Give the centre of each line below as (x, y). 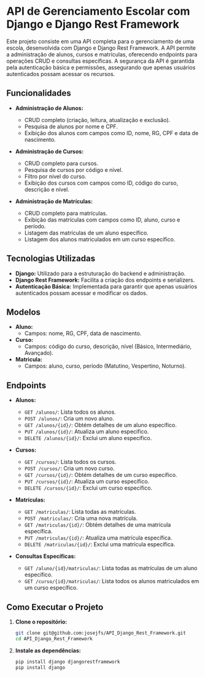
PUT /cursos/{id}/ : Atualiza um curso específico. (87, 482)
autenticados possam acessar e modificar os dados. (81, 293)
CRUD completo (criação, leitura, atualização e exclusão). (97, 120)
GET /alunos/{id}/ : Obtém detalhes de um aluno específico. (100, 425)
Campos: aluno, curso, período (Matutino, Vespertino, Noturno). (105, 366)
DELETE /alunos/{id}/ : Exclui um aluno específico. (88, 438)
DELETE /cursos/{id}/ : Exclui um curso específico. (88, 488)
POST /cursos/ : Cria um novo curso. (69, 468)
